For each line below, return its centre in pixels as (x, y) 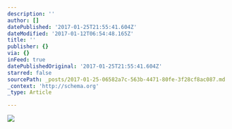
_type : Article (30, 92)
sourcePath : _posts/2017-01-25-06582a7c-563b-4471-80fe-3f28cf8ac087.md (116, 79)
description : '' (31, 14)
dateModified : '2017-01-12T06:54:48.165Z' (71, 33)
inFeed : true (26, 60)
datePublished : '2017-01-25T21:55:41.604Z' (72, 27)
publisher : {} (28, 47)
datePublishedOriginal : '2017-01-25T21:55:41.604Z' (85, 66)
